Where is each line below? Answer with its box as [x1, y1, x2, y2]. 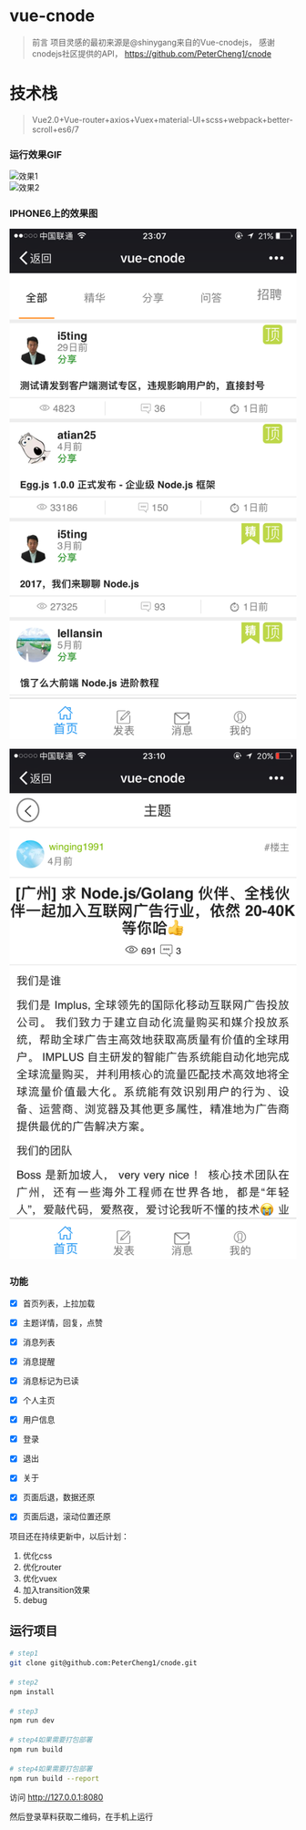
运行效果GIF [9, 148, 62, 160]
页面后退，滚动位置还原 [22, 1511, 111, 1522]
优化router [22, 1561, 62, 1572]
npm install [9, 1687, 55, 1696]
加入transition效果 [22, 1584, 91, 1595]
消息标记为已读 [22, 1375, 79, 1386]
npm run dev [9, 1716, 55, 1725]
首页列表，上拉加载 [22, 1298, 96, 1309]
